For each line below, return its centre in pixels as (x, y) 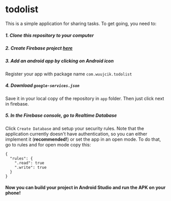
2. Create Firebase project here (39, 48)
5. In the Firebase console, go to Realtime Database (61, 115)
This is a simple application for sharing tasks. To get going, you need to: (81, 23)
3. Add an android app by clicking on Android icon (59, 61)
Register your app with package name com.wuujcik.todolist (69, 74)
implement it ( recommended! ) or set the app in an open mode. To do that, (83, 139)
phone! (13, 193)
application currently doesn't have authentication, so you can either (76, 134)
